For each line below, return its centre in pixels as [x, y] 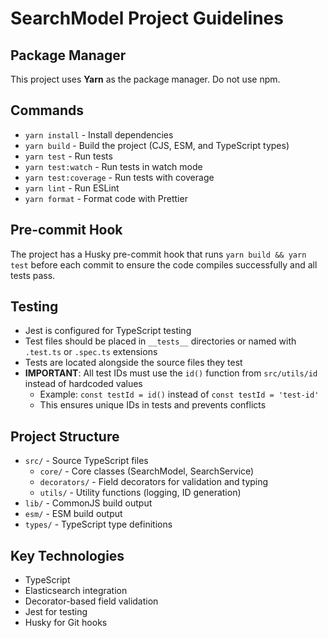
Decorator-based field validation [91, 601]
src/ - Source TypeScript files [86, 461]
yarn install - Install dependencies [99, 134]
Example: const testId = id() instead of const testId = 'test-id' [179, 394]
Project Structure [65, 436]
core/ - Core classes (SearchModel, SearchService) [147, 471]
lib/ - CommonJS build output [88, 503]
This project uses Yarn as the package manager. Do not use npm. [145, 79]
